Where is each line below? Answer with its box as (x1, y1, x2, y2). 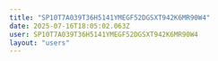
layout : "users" (9, 38, 70, 48)
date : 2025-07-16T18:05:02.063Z (9, 22, 130, 30)
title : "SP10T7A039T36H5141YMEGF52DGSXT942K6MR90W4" (9, 13, 211, 22)
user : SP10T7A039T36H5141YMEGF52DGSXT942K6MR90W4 (9, 30, 199, 39)
